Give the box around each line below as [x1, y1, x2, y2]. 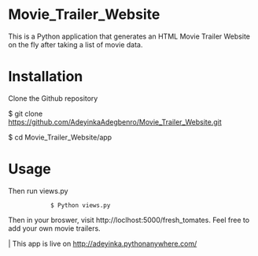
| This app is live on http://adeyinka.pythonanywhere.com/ [8, 239, 197, 248]
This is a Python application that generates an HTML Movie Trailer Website [8, 32, 250, 41]
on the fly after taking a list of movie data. [8, 39, 143, 49]
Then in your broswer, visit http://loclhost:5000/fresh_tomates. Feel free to [8, 215, 250, 224]
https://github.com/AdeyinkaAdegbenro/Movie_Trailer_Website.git [8, 117, 222, 127]
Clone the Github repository [8, 93, 98, 103]
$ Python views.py [50, 201, 111, 210]
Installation [8, 68, 83, 86]
